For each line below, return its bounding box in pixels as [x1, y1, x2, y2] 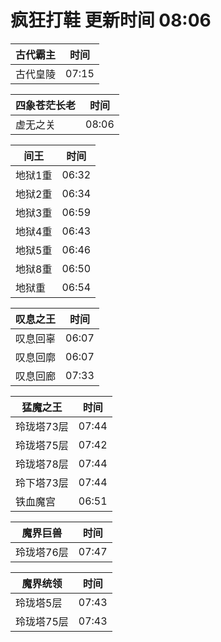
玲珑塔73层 [15, 419, 69, 433]
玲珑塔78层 [15, 457, 69, 471]
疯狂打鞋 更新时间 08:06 [10, 9, 212, 32]
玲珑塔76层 [15, 545, 69, 559]
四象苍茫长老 [15, 98, 77, 112]
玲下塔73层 [15, 476, 69, 490]
